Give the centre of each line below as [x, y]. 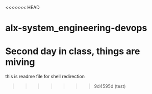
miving [20, 62]
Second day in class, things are [73, 51]
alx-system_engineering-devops [76, 28]
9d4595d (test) [110, 86]
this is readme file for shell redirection [45, 77]
